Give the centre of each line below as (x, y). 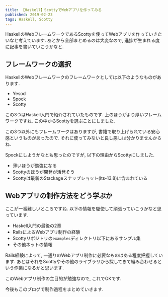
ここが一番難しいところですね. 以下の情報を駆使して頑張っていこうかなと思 (83, 209)
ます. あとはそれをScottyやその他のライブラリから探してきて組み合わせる (81, 262)
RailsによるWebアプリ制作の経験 (46, 232)
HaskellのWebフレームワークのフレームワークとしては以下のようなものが (81, 77)
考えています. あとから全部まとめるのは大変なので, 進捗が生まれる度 (89, 40)
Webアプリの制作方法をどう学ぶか (59, 196)
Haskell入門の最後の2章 (37, 226)
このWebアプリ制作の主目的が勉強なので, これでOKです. (63, 278)
